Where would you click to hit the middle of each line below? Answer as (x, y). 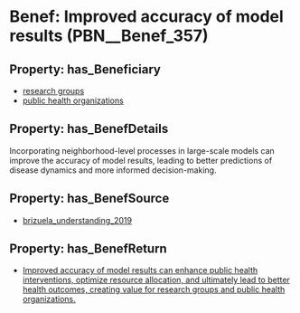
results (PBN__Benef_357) (109, 36)
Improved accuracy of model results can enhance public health (140, 270)
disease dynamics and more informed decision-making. (113, 170)
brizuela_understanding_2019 (77, 220)
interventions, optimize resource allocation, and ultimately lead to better (156, 280)
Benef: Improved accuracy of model (147, 17)
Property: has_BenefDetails (89, 129)
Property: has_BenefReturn (88, 249)
